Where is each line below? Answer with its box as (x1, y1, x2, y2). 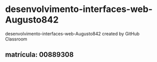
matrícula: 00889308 (5, 50, 74, 59)
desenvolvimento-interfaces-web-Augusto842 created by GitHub (5, 30, 140, 36)
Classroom (5, 36, 27, 42)
